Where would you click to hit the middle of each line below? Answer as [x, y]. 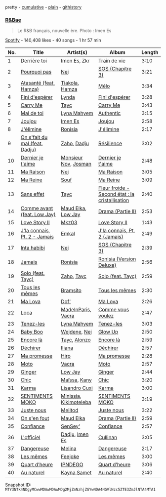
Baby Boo [32, 332]
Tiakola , [70, 83]
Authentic [109, 113]
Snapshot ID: [18, 485]
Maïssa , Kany [77, 380]
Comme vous [114, 310]
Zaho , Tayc [74, 276]
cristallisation [114, 201]
